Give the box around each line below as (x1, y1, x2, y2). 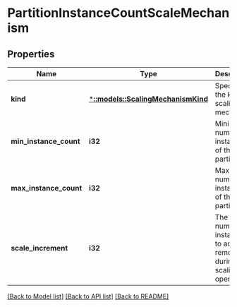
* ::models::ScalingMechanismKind (89, 94, 208, 104)
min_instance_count (11, 136, 80, 146)
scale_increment (11, 243, 68, 253)
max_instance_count (11, 183, 83, 193)
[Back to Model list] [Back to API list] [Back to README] (7, 292, 169, 301)
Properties (7, 48, 55, 60)
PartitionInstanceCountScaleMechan (7, 5, 230, 21)
